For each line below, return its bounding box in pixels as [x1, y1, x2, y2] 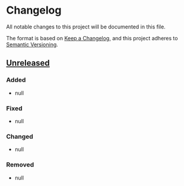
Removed [6, 161, 34, 169]
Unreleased [6, 58, 50, 68]
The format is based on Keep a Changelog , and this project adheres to [6, 34, 178, 41]
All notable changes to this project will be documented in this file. [6, 23, 166, 30]
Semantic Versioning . [6, 41, 58, 48]
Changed [6, 132, 34, 140]
